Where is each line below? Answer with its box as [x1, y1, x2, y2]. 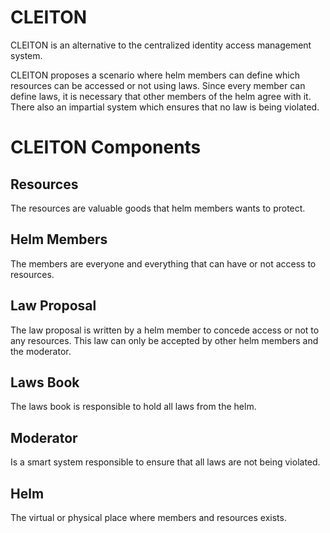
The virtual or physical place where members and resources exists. [10, 512, 287, 523]
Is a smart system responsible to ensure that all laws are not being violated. [10, 456, 321, 468]
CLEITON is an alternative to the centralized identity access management [10, 39, 312, 51]
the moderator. [10, 345, 72, 357]
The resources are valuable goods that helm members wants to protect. [10, 202, 306, 214]
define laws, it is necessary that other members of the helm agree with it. [10, 90, 312, 102]
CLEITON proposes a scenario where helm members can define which [10, 69, 300, 81]
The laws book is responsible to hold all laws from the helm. [10, 401, 257, 413]
